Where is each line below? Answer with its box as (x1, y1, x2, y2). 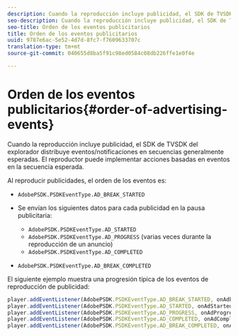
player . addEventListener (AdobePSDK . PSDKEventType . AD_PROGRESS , (7, 309, 198, 316)
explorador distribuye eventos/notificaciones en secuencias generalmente (7, 147, 225, 156)
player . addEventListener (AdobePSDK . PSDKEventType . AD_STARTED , (7, 302, 195, 310)
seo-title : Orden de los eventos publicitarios (7, 23, 151, 30)
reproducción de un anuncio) (28, 240, 113, 248)
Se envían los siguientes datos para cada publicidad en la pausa (17, 203, 205, 212)
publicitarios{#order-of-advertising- (7, 102, 228, 117)
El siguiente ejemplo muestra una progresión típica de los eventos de (7, 274, 209, 283)
